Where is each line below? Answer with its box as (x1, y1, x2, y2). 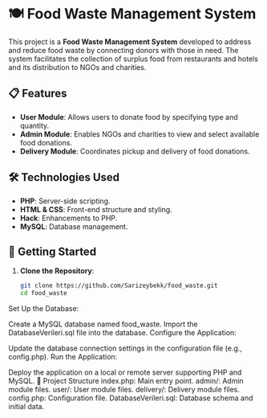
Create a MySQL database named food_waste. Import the (8, 319, 198, 329)
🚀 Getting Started (8, 244, 97, 258)
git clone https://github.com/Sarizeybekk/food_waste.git (19, 281, 218, 290)
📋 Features (8, 87, 67, 100)
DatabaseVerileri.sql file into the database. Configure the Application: (8, 328, 237, 338)
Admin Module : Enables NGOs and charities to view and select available (19, 129, 260, 139)
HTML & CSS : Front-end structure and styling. (19, 204, 172, 214)
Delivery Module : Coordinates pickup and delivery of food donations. (19, 146, 250, 156)
